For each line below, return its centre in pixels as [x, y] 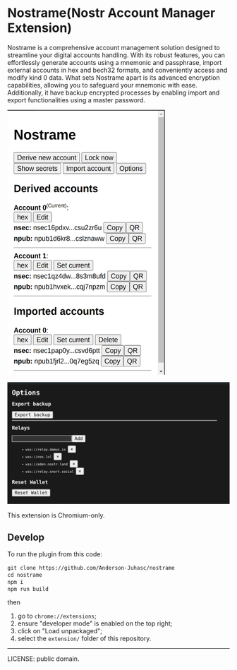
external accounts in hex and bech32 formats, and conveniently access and [117, 70]
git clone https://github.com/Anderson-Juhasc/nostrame [91, 568]
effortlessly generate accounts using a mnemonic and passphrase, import [115, 62]
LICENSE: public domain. [43, 659]
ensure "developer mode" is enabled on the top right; [95, 623]
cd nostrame [25, 575]
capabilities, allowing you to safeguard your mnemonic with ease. [102, 85]
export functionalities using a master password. [77, 100]
